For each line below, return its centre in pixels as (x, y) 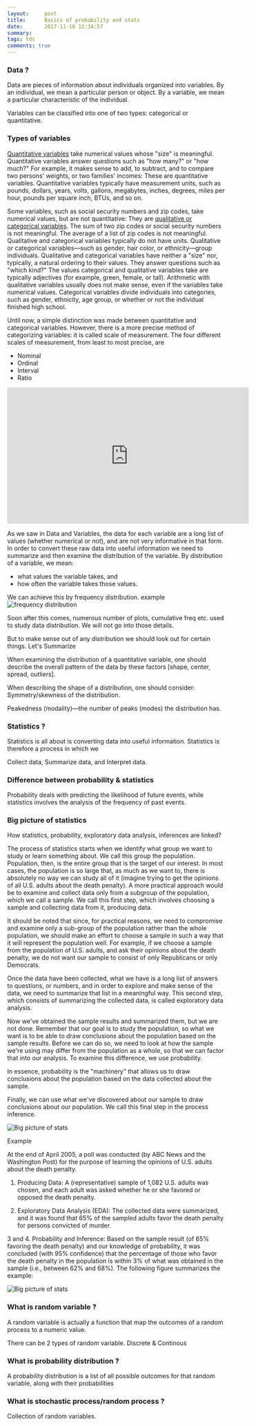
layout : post (32, 13)
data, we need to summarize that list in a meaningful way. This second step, (115, 993)
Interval (28, 370)
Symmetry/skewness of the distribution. (64, 695)
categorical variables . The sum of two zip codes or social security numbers (115, 226)
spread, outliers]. (31, 674)
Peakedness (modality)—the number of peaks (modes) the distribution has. (114, 708)
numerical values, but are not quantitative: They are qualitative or (100, 218)
